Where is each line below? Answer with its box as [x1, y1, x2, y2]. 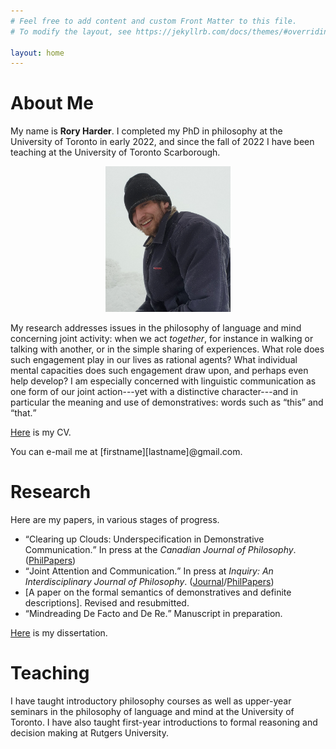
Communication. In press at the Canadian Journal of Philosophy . [24, 543, 297, 555]
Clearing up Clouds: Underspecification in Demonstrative [28, 533, 265, 545]
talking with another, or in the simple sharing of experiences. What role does [10, 343, 325, 355]
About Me [10, 92, 94, 115]
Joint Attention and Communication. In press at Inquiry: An [28, 565, 274, 577]
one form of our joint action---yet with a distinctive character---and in [10, 385, 298, 397]
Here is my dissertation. [10, 626, 108, 639]
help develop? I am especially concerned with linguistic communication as [10, 375, 317, 387]
